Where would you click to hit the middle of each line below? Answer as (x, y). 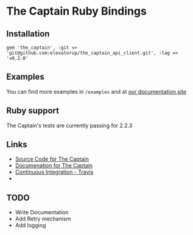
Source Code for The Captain (52, 159)
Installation (28, 34)
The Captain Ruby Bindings (77, 11)
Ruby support (33, 111)
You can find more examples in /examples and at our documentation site (96, 91)
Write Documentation (42, 212)
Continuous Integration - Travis (54, 172)
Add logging (30, 225)
